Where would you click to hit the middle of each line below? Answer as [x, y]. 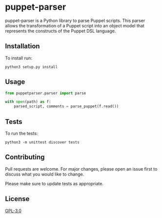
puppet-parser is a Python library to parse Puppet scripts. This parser [75, 20]
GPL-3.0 [13, 211]
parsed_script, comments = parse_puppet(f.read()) [66, 106]
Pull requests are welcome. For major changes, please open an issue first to [81, 169]
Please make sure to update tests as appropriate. [54, 183]
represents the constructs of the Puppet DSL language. [61, 31]
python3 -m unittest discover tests [42, 142]
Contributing [25, 157]
